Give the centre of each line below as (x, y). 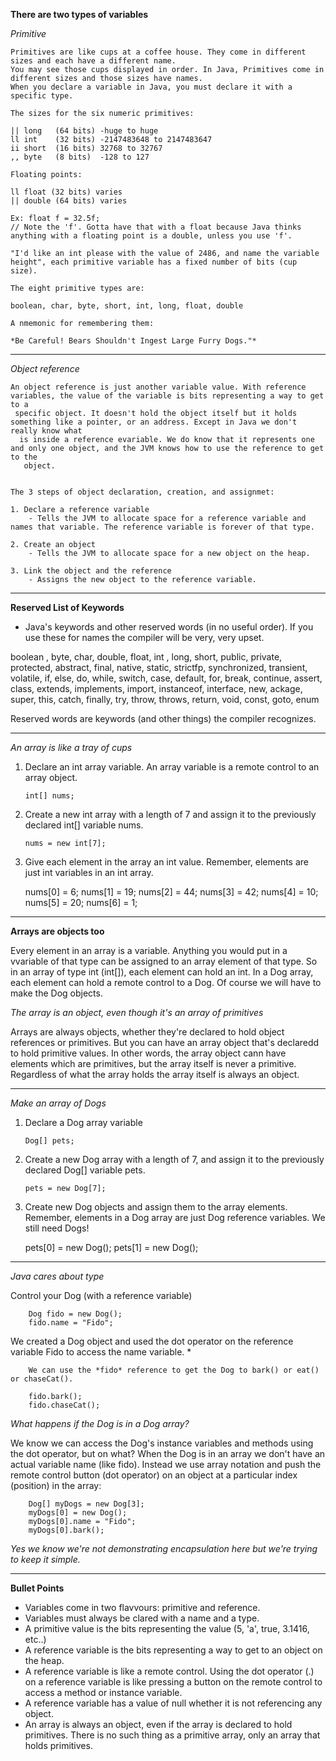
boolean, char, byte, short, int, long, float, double (127, 306)
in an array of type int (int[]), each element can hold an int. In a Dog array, (162, 972)
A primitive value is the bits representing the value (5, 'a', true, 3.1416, (167, 1628)
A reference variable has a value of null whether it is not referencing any (173, 1703)
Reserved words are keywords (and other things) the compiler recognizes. (163, 718)
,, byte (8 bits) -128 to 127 (80, 157)
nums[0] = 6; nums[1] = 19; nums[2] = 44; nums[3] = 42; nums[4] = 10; (171, 892)
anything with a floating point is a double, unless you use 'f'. (151, 236)
